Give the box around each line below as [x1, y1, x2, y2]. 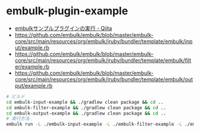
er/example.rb [14, 63, 49, 70]
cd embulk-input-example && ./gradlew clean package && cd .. [6, 99, 164, 105]
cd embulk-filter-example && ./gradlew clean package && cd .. [6, 104, 167, 111]
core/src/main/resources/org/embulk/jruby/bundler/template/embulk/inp [14, 38, 193, 45]
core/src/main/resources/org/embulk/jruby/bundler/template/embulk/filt [14, 57, 192, 64]
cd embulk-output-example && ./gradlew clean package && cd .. [6, 110, 167, 116]
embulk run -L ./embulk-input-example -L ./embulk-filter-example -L [6, 121, 183, 128]
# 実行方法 [6, 116, 30, 122]
